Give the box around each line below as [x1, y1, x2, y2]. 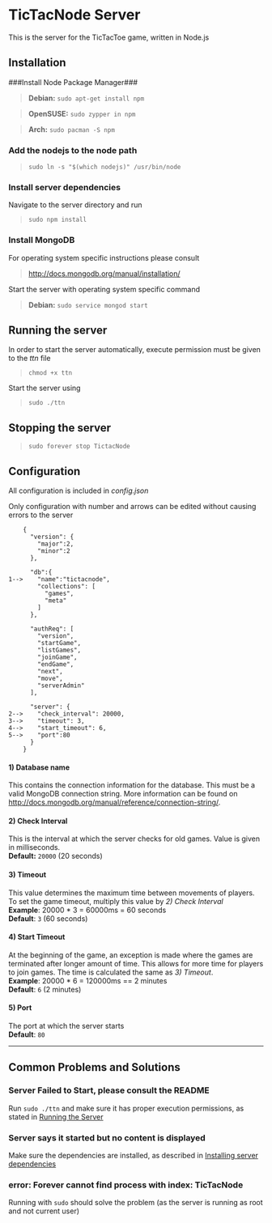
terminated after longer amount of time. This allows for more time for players [8, 958, 264, 968]
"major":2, [37, 540, 74, 548]
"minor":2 [37, 547, 70, 555]
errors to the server [8, 510, 74, 520]
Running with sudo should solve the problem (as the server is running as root [8, 1198, 263, 1208]
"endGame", [37, 660, 74, 669]
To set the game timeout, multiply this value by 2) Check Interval [8, 896, 224, 906]
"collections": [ [37, 583, 96, 591]
